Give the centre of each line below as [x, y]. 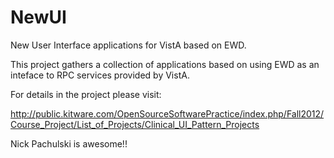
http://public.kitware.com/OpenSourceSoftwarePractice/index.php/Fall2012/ [167, 113]
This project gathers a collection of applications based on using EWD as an [165, 64]
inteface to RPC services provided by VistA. [100, 75]
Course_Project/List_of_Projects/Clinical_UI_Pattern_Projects [135, 124]
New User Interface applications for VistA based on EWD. [128, 45]
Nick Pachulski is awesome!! [69, 143]
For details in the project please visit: [86, 94]
